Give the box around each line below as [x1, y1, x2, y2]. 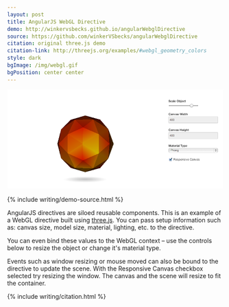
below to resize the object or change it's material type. [7, 244, 161, 252]
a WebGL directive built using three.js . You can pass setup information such [7, 216, 221, 224]
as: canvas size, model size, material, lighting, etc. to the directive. [7, 223, 195, 231]
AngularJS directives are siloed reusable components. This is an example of [7, 208, 221, 216]
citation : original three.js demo [7, 40, 106, 47]
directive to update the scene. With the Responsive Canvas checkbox [7, 264, 204, 273]
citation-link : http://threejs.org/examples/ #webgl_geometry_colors [7, 47, 207, 54]
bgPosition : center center [7, 69, 84, 76]
